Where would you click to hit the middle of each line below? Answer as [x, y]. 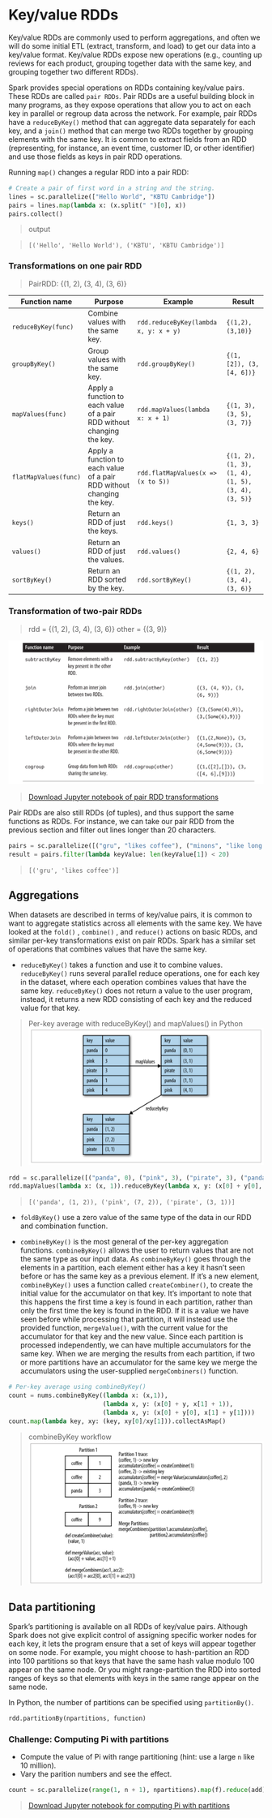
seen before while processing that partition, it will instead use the [129, 1319]
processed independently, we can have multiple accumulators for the [136, 1345]
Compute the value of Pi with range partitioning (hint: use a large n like [137, 1757]
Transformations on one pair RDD [75, 266]
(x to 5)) [153, 481]
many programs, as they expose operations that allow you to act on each [130, 105]
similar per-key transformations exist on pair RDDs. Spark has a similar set [132, 941]
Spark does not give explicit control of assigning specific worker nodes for [133, 1635]
